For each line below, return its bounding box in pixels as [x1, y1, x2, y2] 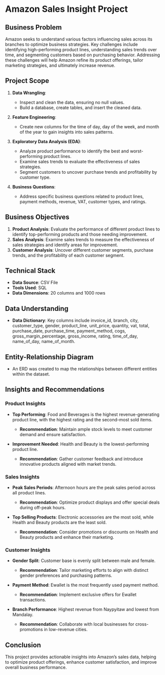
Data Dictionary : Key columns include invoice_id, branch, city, [12, 317, 139, 324]
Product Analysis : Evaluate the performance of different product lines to [12, 226, 160, 232]
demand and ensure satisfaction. [19, 431, 87, 437]
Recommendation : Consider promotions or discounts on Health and [19, 529, 158, 535]
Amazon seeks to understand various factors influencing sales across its [5, 36, 153, 42]
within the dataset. [12, 371, 50, 377]
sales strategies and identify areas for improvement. [12, 242, 118, 248]
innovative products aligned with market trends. [19, 461, 117, 467]
